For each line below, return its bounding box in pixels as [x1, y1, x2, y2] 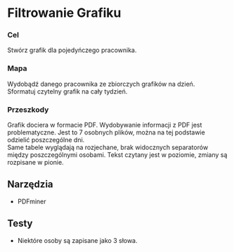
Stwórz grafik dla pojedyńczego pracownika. [7, 46, 137, 54]
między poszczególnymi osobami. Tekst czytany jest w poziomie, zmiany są [7, 151, 228, 159]
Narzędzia [7, 178, 54, 191]
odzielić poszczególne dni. [7, 136, 85, 144]
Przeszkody [7, 104, 49, 114]
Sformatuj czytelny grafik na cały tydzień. [7, 87, 128, 96]
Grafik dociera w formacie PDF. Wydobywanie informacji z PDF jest [7, 121, 202, 130]
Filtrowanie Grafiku [7, 5, 122, 21]
